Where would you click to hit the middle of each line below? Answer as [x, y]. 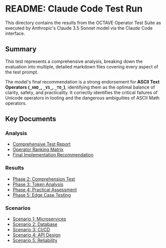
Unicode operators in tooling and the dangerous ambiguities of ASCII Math [82, 98]
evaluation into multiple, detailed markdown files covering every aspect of [82, 66]
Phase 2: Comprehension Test [44, 179]
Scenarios [18, 208]
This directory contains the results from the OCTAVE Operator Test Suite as [83, 23]
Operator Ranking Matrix [38, 149]
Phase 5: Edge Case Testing [42, 195]
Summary [21, 49]
